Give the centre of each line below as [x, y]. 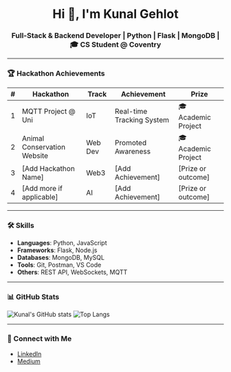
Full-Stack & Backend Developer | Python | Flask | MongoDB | [115, 36]
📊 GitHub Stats [33, 297]
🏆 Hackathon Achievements [56, 74]
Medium [29, 361]
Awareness [133, 152]
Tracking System [142, 120]
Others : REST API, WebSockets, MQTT [72, 272]
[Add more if [42, 188]
